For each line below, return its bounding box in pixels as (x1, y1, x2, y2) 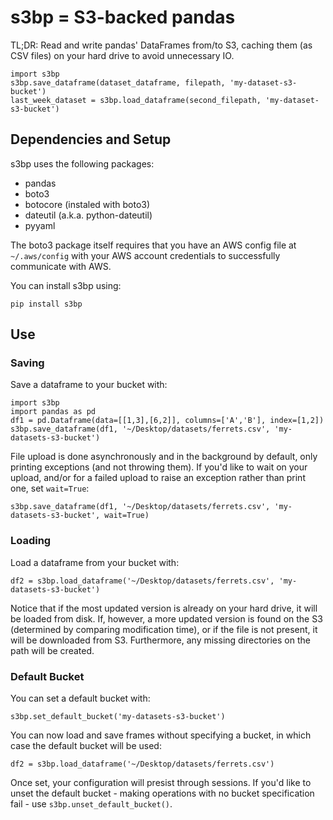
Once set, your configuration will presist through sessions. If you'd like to (10, 777, 312, 789)
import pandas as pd (10, 407, 97, 417)
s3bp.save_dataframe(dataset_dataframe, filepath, (10, 77, 226, 88)
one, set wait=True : (10, 482, 90, 495)
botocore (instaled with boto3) (24, 198, 151, 210)
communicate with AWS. (10, 260, 112, 272)
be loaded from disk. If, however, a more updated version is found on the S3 (10, 612, 323, 625)
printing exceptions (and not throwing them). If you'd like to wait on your (10, 461, 308, 473)
